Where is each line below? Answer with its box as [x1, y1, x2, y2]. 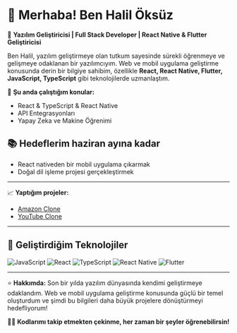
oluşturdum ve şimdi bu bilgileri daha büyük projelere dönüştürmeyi [7, 296, 203, 305]
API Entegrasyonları [17, 109, 75, 117]
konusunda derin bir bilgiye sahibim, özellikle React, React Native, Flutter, [7, 66, 223, 75]
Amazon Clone [17, 205, 61, 213]
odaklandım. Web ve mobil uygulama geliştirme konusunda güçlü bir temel [7, 289, 224, 297]
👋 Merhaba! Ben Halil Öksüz [7, 7, 174, 23]
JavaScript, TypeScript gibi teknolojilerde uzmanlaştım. [7, 74, 170, 83]
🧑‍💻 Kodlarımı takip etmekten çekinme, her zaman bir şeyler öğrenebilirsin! [7, 317, 230, 326]
